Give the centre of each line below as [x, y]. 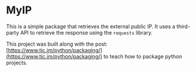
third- [183, 26]
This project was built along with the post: [57, 44]
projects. [17, 63]
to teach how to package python [143, 56]
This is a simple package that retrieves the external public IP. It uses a [91, 26]
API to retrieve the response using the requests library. [87, 32]
